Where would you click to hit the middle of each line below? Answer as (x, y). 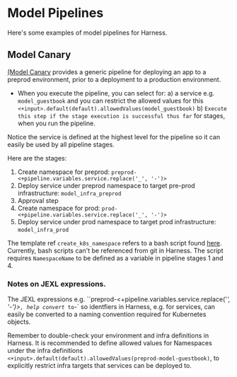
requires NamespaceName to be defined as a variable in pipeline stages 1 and (115, 258)
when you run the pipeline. (56, 123)
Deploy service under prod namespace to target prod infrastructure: (117, 221)
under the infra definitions (45, 351)
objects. (19, 322)
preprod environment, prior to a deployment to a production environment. (114, 79)
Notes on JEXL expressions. (57, 284)
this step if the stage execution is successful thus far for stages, (121, 115)
